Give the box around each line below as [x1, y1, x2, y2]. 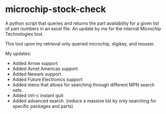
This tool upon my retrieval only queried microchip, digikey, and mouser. [5, 40, 155, 46]
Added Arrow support [12, 60, 58, 66]
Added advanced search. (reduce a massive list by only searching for [12, 97, 157, 104]
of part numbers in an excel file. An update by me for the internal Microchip [5, 25, 161, 31]
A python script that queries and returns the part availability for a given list [5, 20, 159, 26]
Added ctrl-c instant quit [12, 92, 64, 98]
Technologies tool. [5, 31, 44, 37]
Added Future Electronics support [12, 76, 83, 82]
